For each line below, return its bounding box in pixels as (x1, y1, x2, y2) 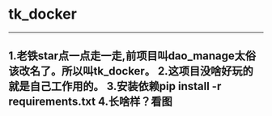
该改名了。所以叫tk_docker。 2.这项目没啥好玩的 (8, 64, 253, 78)
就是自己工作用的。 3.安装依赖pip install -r (8, 79, 222, 93)
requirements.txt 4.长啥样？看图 (8, 95, 172, 109)
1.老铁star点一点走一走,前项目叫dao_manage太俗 (8, 49, 257, 63)
